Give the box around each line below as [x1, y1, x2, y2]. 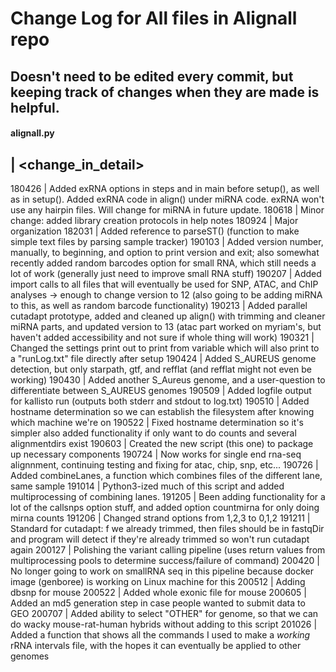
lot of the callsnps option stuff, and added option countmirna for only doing [10, 501, 320, 513]
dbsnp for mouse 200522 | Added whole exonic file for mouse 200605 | [10, 586, 307, 598]
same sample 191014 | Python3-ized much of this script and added [10, 480, 285, 492]
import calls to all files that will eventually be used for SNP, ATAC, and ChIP [10, 278, 319, 290]
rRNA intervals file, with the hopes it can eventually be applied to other [10, 639, 302, 651]
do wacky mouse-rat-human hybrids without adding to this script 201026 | [10, 618, 318, 630]
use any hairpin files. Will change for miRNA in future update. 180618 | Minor [10, 203, 325, 216]
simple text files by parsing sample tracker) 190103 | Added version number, [10, 235, 324, 247]
